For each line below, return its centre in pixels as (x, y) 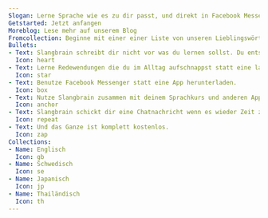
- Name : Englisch (37, 149)
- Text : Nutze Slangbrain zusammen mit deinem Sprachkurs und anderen (128, 97)
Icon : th (30, 201)
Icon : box (32, 90)
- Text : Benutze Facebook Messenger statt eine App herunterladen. (123, 82)
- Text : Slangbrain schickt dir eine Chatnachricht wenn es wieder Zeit (132, 113)
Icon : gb (30, 157)
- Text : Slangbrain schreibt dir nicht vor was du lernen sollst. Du (126, 53)
